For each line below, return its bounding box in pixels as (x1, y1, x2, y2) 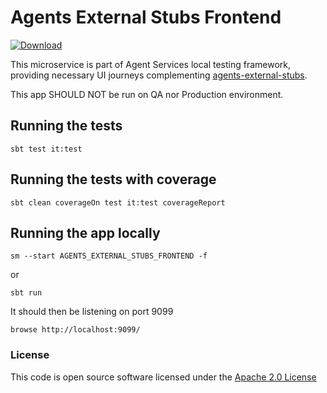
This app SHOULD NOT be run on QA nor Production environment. (10, 88, 284, 100)
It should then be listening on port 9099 (10, 306, 174, 318)
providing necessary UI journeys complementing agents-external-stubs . (10, 69, 308, 81)
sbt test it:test (10, 144, 83, 154)
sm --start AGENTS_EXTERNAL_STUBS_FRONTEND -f (10, 251, 208, 261)
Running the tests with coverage (10, 171, 217, 188)
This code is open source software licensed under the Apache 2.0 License (10, 371, 317, 383)
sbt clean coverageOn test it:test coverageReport (10, 197, 226, 208)
